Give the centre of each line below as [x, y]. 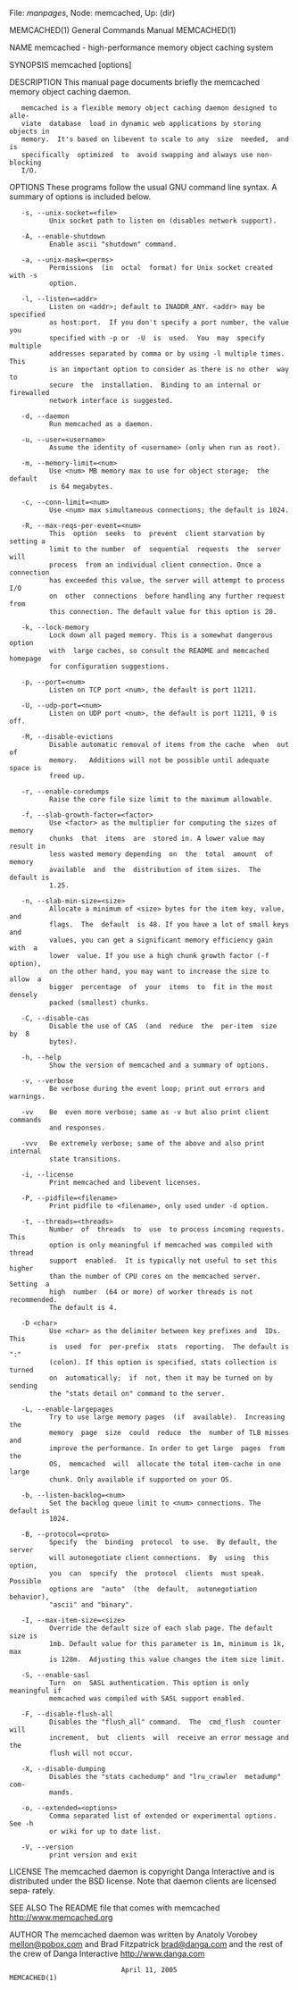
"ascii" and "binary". [91, 1605]
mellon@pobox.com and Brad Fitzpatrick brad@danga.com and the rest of [146, 1944]
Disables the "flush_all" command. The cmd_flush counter [165, 1722]
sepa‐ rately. [32, 1890]
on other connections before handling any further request [167, 596]
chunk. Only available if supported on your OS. [141, 1480]
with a [24, 948]
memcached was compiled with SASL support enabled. [147, 1699]
